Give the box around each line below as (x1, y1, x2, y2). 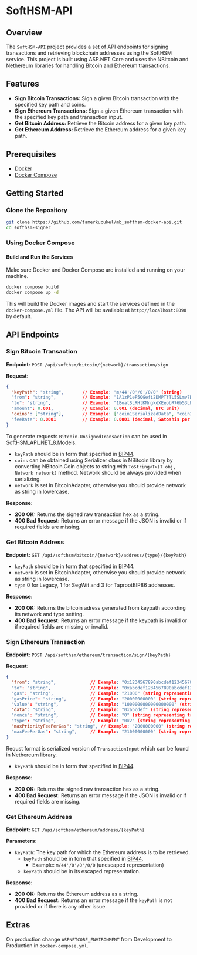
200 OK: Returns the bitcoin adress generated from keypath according (14, 604, 186, 611)
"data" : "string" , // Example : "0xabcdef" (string (11, 707, 169, 713)
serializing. (14, 475, 41, 483)
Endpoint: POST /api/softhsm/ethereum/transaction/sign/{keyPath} (6, 651, 171, 658)
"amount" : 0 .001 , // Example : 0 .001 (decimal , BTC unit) (11, 405, 180, 412)
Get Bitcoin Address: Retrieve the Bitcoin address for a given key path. (14, 120, 186, 127)
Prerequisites (6, 149, 56, 160)
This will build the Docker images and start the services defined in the (6, 300, 175, 307)
